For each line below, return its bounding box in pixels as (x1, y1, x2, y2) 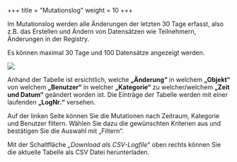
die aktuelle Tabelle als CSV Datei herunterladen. (7, 148, 150, 156)
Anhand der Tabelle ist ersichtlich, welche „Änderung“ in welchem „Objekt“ (7, 76, 231, 83)
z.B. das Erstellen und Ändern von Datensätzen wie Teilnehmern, (7, 28, 197, 35)
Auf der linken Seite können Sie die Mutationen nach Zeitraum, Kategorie (7, 112, 220, 120)
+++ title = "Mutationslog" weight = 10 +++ (7, 6, 133, 14)
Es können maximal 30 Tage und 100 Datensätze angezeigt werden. (7, 49, 205, 57)
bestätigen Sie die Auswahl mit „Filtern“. (7, 127, 124, 135)
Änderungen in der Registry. (7, 35, 90, 43)
